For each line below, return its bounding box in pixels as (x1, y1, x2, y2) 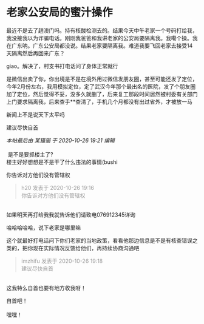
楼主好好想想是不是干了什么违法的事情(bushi (6, 158, 118, 166)
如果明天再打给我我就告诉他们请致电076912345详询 (6, 211, 135, 218)
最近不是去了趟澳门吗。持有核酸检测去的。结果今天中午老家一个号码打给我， (6, 27, 198, 34)
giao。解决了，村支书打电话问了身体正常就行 (6, 62, 118, 70)
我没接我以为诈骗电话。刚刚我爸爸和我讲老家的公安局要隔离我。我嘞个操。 (6, 34, 192, 41)
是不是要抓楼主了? (7, 150, 53, 158)
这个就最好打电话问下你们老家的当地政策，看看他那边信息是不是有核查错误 (6, 237, 192, 244)
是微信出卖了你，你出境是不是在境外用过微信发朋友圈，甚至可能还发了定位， (6, 75, 198, 83)
